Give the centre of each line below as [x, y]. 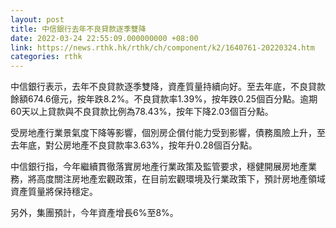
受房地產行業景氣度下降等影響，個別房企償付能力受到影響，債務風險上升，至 [168, 133]
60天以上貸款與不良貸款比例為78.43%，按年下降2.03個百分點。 [142, 112]
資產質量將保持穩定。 [54, 192]
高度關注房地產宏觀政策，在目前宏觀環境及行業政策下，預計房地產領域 [181, 179]
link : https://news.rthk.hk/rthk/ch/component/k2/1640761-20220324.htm [162, 47]
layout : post [37, 19]
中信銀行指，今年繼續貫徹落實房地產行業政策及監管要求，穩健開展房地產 [159, 167]
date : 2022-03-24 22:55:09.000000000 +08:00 [104, 38]
